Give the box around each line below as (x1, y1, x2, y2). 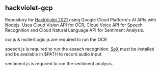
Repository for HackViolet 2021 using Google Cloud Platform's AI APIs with (5, 17, 156, 22)
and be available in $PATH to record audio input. (5, 51, 103, 57)
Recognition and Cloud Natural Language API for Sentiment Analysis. (5, 27, 145, 33)
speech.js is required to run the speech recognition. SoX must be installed (5, 46, 155, 52)
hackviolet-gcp (5, 4, 53, 12)
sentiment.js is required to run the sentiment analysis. (5, 60, 113, 66)
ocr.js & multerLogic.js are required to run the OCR (5, 36, 107, 42)
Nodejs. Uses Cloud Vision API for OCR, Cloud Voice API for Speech (5, 22, 143, 28)
